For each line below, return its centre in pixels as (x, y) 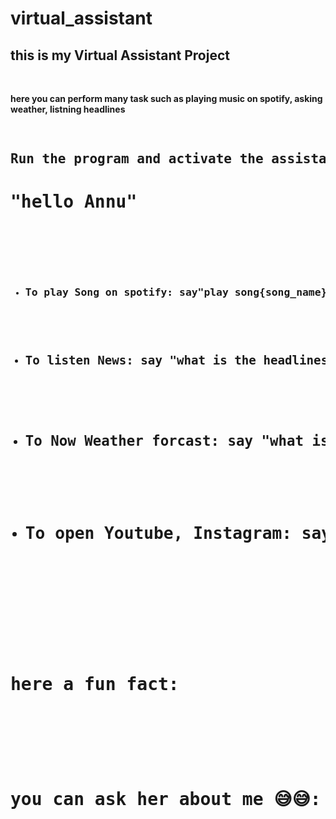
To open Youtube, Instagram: (158, 533)
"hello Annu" (74, 201)
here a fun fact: (95, 684)
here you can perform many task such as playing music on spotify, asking (166, 98)
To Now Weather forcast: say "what (164, 441)
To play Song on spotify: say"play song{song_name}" (179, 292)
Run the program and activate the (137, 159)
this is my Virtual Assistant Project (120, 55)
